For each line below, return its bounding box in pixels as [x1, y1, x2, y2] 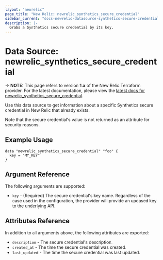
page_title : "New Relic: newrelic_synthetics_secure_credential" [5, 12, 140, 16]
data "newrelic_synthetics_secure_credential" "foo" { [5, 149, 118, 153]
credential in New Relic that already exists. [5, 107, 90, 113]
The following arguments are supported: [5, 183, 86, 189]
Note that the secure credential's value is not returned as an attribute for [5, 117, 150, 122]
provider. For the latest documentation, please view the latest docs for [5, 88, 145, 93]
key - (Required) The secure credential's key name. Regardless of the [12, 192, 151, 199]
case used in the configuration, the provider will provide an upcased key [12, 198, 157, 203]
